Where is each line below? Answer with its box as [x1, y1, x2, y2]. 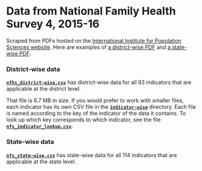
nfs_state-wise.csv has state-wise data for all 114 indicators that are [6, 151, 177, 158]
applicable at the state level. [6, 158, 77, 165]
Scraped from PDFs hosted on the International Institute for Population [6, 37, 181, 44]
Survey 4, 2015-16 [6, 17, 100, 31]
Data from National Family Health [6, 4, 177, 18]
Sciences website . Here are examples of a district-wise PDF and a [6, 44, 171, 51]
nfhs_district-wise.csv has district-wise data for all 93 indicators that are [6, 79, 192, 86]
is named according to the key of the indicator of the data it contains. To [6, 110, 186, 117]
